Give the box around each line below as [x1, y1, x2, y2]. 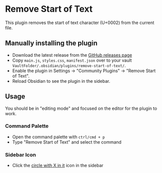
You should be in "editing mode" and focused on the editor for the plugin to [5, 105, 157, 111]
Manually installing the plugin [5, 39, 98, 48]
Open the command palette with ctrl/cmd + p [12, 134, 105, 140]
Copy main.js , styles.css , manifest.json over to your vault [12, 57, 132, 63]
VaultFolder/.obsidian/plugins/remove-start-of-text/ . [12, 62, 126, 68]
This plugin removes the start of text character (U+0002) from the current [5, 20, 155, 25]
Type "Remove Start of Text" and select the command [12, 139, 122, 145]
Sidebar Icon [5, 151, 36, 158]
